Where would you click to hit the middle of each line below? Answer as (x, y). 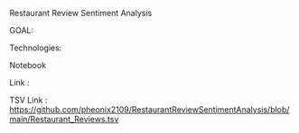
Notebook (28, 65)
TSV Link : (28, 100)
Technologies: (36, 48)
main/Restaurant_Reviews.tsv (64, 119)
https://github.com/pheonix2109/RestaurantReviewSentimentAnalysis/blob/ (149, 110)
